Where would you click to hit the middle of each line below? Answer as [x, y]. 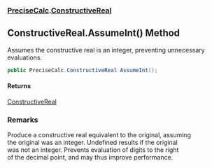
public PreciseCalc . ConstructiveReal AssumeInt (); [83, 70]
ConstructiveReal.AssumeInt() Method [94, 33]
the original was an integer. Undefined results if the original [93, 143]
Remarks [23, 120]
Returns [19, 86]
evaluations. [25, 57]
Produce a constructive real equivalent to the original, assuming [99, 135]
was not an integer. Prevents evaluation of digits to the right [93, 150]
